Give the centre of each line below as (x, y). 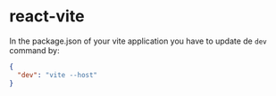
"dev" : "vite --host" (58, 75)
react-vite (47, 16)
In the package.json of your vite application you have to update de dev (138, 41)
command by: (34, 50)
